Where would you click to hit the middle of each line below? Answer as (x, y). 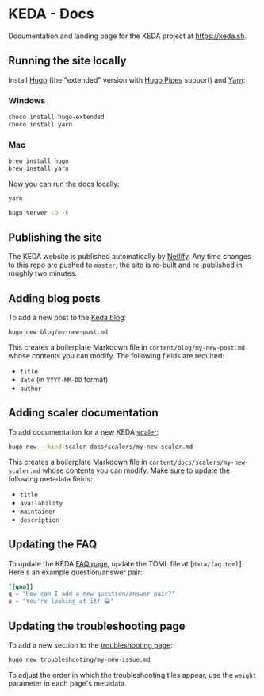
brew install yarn (38, 168)
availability (41, 503)
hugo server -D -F (38, 213)
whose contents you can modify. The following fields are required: (116, 356)
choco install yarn (40, 124)
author (31, 389)
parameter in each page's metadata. (67, 683)
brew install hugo (38, 161)
